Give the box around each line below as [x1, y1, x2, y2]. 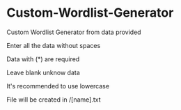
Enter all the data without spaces [6, 41, 101, 49]
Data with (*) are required [6, 54, 80, 63]
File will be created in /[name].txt [6, 95, 102, 104]
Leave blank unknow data [6, 68, 81, 77]
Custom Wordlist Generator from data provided [6, 28, 141, 36]
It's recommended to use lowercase [6, 81, 109, 90]
